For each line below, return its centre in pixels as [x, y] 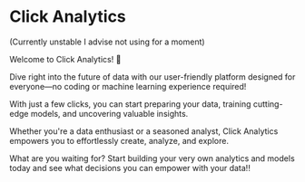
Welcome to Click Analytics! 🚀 [65, 59]
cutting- [268, 104]
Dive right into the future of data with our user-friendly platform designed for [152, 77]
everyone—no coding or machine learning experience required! [128, 86]
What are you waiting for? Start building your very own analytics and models [152, 158]
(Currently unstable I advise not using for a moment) [108, 42]
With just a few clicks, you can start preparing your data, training [130, 104]
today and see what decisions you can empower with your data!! [130, 168]
